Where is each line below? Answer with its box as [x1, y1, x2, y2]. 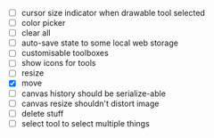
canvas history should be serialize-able [21, 88, 167, 99]
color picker [21, 18, 66, 28]
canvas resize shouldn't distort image [21, 98, 160, 109]
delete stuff [21, 108, 64, 118]
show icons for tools [21, 58, 96, 69]
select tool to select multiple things [21, 118, 151, 128]
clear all [21, 28, 51, 38]
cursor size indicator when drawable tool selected [21, 8, 206, 18]
